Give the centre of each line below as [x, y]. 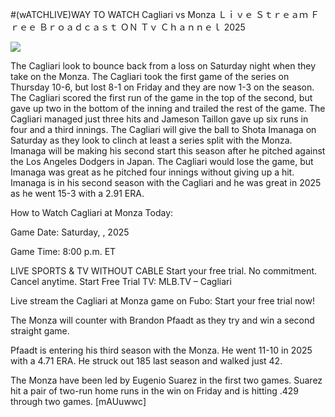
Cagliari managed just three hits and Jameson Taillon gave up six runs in [159, 119]
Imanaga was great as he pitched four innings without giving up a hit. [152, 172]
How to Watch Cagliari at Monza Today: [92, 212]
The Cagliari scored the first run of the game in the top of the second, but [161, 97]
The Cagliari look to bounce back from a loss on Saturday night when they [163, 66]
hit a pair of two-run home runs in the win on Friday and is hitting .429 [155, 391]
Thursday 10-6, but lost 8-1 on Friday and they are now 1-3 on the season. [162, 87]
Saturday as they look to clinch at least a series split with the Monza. [151, 140]
